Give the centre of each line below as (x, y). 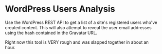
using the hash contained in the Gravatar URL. (51, 33)
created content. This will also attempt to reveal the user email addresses (78, 27)
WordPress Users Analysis (60, 9)
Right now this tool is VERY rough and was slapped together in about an (77, 42)
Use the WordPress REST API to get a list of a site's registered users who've (81, 22)
